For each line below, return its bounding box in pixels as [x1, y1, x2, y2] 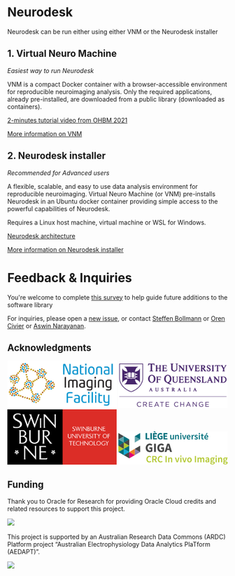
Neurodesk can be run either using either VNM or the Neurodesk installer [7, 27, 218, 36]
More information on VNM [7, 129, 83, 138]
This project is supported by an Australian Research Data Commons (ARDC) [7, 533, 226, 541]
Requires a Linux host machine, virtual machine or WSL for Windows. [7, 218, 206, 227]
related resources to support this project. [7, 504, 126, 513]
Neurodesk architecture [7, 232, 76, 240]
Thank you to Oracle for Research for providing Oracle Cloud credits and [7, 497, 217, 506]
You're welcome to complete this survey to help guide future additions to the [7, 293, 228, 302]
